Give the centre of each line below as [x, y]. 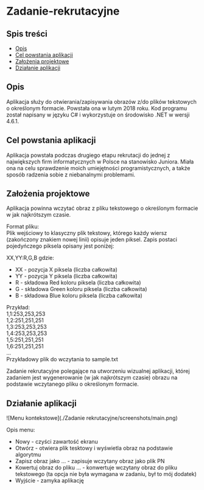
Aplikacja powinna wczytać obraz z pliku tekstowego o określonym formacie [102, 208]
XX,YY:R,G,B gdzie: [30, 258]
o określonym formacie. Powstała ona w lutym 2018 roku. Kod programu [97, 108]
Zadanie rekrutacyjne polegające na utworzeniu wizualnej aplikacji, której [98, 371]
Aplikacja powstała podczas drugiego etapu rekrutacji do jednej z [88, 155]
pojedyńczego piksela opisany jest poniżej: [60, 246]
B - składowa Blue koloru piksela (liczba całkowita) [79, 296]
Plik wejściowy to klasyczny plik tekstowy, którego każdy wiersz [87, 233]
